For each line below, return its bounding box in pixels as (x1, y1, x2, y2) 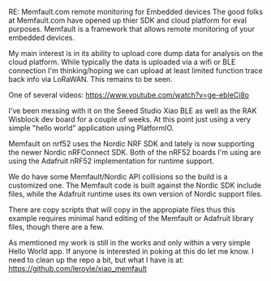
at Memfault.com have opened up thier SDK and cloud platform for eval (8, 15, 247, 25)
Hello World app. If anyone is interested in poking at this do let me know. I (8, 247, 254, 256)
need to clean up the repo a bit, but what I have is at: (8, 255, 184, 265)
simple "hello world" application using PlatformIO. (8, 123, 174, 132)
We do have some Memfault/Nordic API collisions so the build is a (8, 172, 229, 181)
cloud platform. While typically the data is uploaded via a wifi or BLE (8, 57, 236, 67)
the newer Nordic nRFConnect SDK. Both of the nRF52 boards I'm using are (8, 148, 261, 157)
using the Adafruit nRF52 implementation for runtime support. (8, 156, 215, 166)
